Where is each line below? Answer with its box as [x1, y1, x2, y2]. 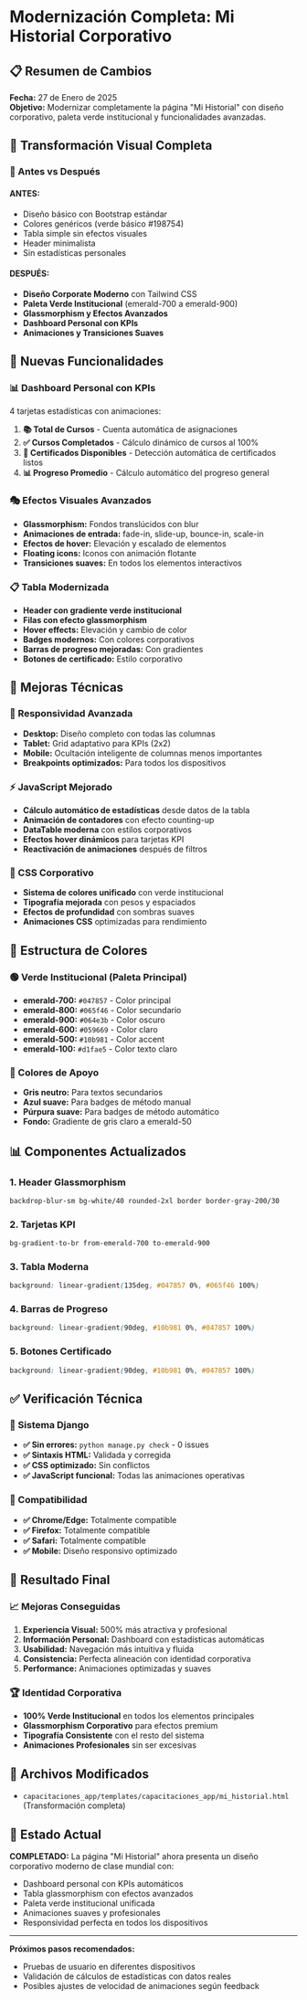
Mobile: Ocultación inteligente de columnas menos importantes [22, 747, 263, 758]
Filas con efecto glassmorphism [22, 615, 148, 625]
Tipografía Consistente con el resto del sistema [22, 1730, 205, 1741]
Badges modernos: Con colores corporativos [22, 634, 195, 645]
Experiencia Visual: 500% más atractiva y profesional [22, 1624, 228, 1635]
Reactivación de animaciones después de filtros [22, 843, 207, 854]
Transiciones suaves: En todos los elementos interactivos [22, 557, 242, 568]
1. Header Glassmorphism [9, 1176, 126, 1189]
